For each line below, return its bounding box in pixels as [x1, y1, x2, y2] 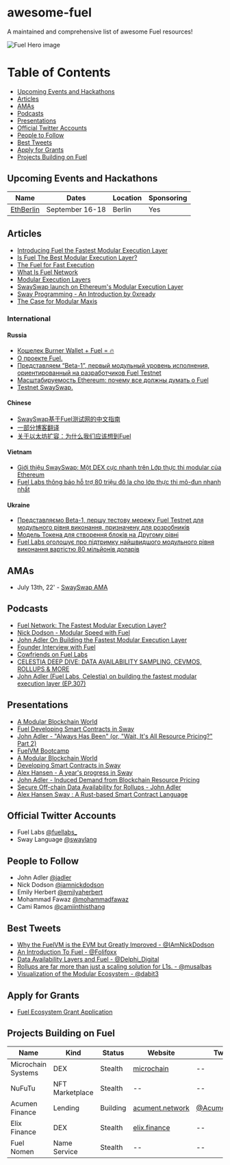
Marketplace [53, 1088, 94, 1097]
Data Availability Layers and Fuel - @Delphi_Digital [16, 955, 159, 964]
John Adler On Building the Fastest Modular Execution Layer [16, 636, 187, 644]
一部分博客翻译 [16, 423, 60, 431]
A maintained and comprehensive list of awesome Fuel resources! [7, 27, 193, 36]
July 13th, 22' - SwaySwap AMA [16, 584, 108, 592]
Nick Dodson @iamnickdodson [16, 881, 105, 889]
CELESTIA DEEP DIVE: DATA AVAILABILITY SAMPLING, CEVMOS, [16, 657, 202, 666]
